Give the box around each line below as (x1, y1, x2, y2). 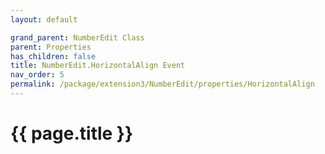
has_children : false (10, 51, 97, 61)
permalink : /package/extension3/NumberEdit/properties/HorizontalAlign (10, 79, 315, 90)
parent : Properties (10, 42, 92, 52)
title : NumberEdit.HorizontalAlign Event (10, 61, 186, 71)
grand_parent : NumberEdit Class (10, 32, 145, 43)
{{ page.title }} (10, 122, 134, 145)
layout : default (10, 14, 78, 25)
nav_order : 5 (10, 70, 65, 80)
